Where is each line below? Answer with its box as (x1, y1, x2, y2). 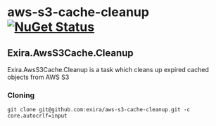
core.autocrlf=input (7, 113, 68, 120)
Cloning (7, 90, 35, 100)
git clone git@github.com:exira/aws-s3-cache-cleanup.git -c (7, 106, 191, 113)
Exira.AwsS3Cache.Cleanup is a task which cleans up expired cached (7, 66, 210, 73)
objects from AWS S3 (7, 73, 70, 81)
